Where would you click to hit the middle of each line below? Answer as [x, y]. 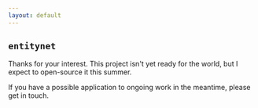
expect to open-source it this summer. [70, 72]
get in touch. [29, 95]
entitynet [32, 46]
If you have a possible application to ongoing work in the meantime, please [129, 88]
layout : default [35, 15]
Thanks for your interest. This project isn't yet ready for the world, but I [123, 64]
